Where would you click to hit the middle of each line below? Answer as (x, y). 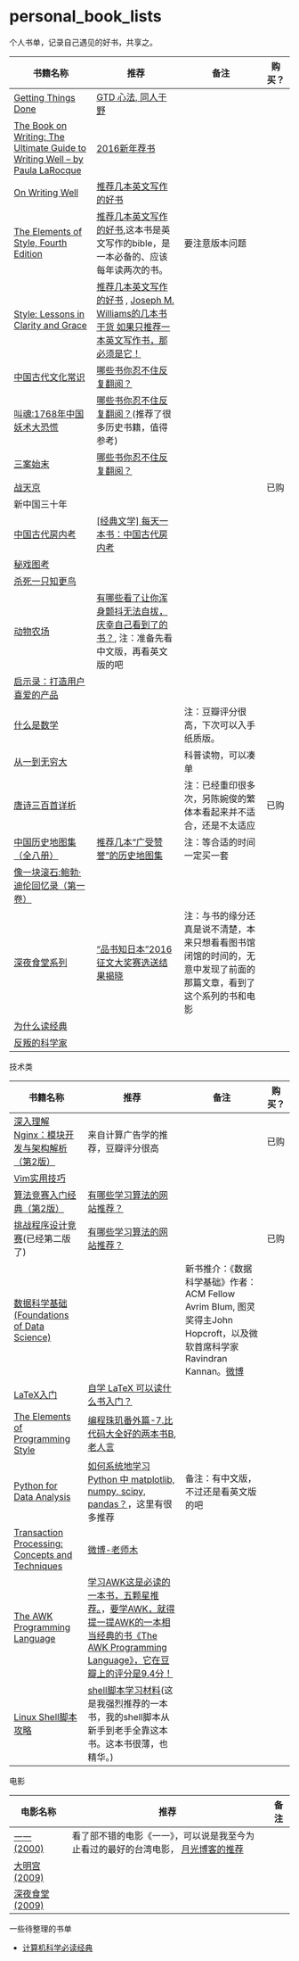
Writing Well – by (49, 159)
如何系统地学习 (119, 1466)
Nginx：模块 (39, 1135)
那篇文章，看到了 (220, 982)
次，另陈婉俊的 (215, 798)
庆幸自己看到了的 (132, 625)
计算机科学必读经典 (57, 1948)
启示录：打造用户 (50, 682)
